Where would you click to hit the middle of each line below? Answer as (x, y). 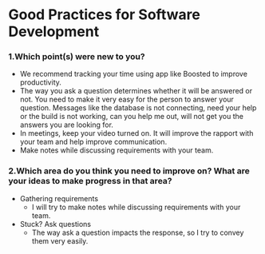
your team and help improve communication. (93, 142)
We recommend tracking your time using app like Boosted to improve (133, 74)
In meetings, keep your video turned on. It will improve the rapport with (136, 133)
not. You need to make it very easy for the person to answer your (127, 99)
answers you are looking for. (67, 125)
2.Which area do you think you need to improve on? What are (129, 171)
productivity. (41, 82)
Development (54, 32)
